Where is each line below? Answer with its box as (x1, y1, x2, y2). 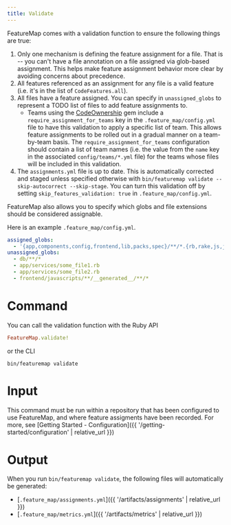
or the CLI (7, 346, 36, 355)
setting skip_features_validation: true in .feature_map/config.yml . (16, 189, 212, 197)
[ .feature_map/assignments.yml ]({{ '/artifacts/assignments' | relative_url (16, 495, 221, 504)
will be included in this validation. (27, 159, 122, 168)
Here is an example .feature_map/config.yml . (7, 223, 136, 231)
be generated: (7, 482, 47, 491)
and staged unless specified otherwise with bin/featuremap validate (16, 174, 213, 183)
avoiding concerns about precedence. (16, 72, 126, 80)
